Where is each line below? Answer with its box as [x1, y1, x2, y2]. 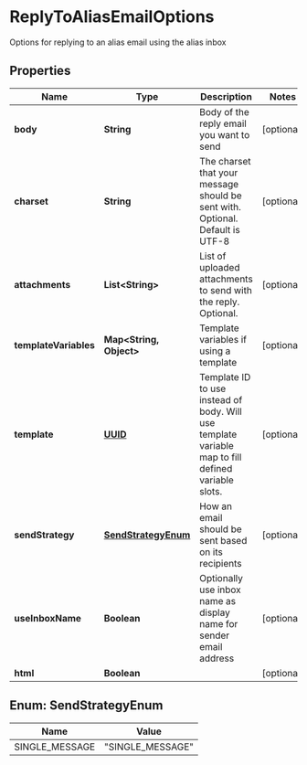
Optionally [199, 571, 244, 584]
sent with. [199, 200, 242, 213]
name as [199, 594, 236, 607]
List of [199, 250, 227, 262]
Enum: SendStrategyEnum [9, 697, 164, 714]
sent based [199, 534, 248, 547]
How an [199, 500, 233, 513]
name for [199, 617, 238, 630]
